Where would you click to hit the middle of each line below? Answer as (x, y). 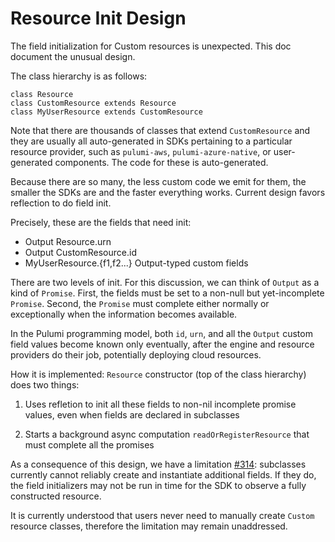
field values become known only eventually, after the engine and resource (162, 344)
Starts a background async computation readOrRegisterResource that (167, 434)
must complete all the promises (89, 444)
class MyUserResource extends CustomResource (106, 112)
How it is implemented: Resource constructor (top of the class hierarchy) (158, 374)
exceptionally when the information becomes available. (124, 314)
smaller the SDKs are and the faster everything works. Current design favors (168, 192)
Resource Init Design (98, 18)
